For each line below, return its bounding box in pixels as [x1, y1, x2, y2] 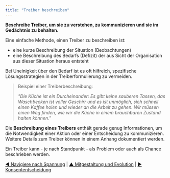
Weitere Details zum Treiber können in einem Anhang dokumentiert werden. [5, 135, 165, 142]
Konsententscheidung [5, 166, 52, 172]
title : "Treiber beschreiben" [5, 7, 70, 13]
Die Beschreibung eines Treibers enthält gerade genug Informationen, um [5, 125, 162, 131]
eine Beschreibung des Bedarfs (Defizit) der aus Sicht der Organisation [12, 52, 162, 58]
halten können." [17, 115, 52, 121]
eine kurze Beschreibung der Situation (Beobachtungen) [12, 47, 132, 53]
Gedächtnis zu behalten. [5, 27, 59, 33]
